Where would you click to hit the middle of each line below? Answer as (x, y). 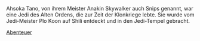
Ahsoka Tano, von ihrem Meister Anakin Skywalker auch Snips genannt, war (100, 8)
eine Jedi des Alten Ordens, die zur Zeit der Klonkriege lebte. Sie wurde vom (100, 15)
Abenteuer (19, 32)
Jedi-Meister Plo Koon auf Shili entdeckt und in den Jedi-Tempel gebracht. (98, 21)
